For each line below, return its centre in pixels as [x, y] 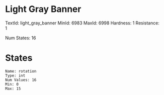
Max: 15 [13, 89]
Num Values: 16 [21, 80]
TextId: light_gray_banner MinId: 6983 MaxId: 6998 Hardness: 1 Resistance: [82, 23]
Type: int [15, 76]
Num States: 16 [21, 38]
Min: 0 [12, 84]
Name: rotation [21, 71]
